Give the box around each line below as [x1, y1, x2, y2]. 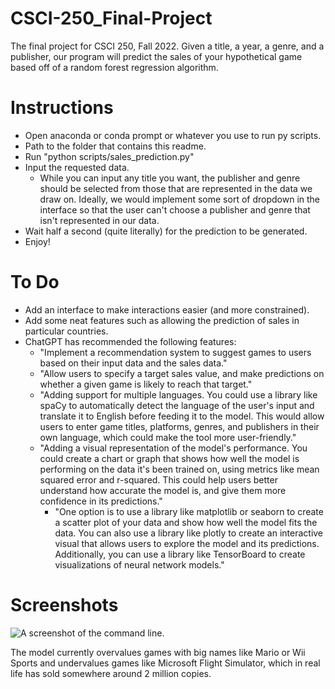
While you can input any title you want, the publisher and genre [39, 172, 301, 184]
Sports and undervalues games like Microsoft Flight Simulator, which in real [10, 657, 321, 669]
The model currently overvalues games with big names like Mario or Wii [10, 646, 306, 658]
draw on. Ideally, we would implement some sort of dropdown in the [39, 193, 320, 205]
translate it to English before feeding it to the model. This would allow [39, 410, 325, 422]
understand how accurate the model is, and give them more [39, 484, 287, 496]
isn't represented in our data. [39, 214, 160, 226]
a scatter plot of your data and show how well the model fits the [54, 516, 318, 528]
